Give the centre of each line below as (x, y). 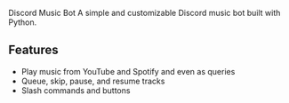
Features (33, 50)
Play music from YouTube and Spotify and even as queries (128, 71)
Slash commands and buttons (76, 90)
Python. (23, 22)
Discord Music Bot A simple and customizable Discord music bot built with (144, 13)
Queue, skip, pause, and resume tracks (93, 81)
